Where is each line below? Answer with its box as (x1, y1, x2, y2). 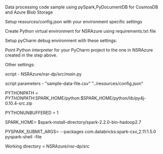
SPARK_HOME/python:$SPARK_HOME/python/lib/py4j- (35, 95, 146, 101)
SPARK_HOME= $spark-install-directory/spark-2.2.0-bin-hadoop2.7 (5, 119, 142, 125)
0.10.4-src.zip (5, 100, 33, 106)
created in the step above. (5, 52, 57, 58)
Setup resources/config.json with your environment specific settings (5, 19, 143, 24)
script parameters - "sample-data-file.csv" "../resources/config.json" (5, 80, 144, 86)
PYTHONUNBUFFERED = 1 (5, 110, 59, 115)
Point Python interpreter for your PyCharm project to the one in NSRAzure (5, 47, 153, 53)
